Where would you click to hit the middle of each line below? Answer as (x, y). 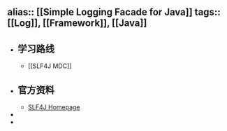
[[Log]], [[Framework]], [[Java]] (77, 23)
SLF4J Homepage (54, 107)
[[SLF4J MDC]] (50, 66)
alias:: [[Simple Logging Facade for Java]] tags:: (114, 12)
